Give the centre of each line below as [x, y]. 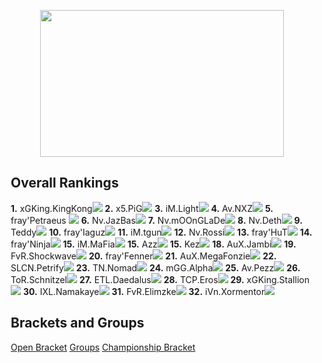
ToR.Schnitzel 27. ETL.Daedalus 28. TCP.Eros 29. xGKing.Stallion [160, 279]
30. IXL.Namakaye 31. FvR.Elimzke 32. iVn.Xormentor [144, 291]
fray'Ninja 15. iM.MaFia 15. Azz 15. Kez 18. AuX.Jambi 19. [153, 244]
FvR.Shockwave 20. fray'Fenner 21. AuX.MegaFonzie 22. [143, 256]
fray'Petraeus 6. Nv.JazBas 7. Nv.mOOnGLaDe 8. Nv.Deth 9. [156, 220]
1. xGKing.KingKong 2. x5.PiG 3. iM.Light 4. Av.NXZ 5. [142, 208]
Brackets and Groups [77, 323]
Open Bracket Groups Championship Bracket [103, 347]
